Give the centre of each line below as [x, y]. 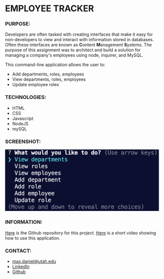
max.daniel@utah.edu [34, 261]
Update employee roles [36, 85]
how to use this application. [33, 238]
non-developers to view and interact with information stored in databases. [80, 40]
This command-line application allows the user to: [55, 65]
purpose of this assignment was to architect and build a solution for [73, 50]
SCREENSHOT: [23, 141]
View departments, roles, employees [49, 79]
